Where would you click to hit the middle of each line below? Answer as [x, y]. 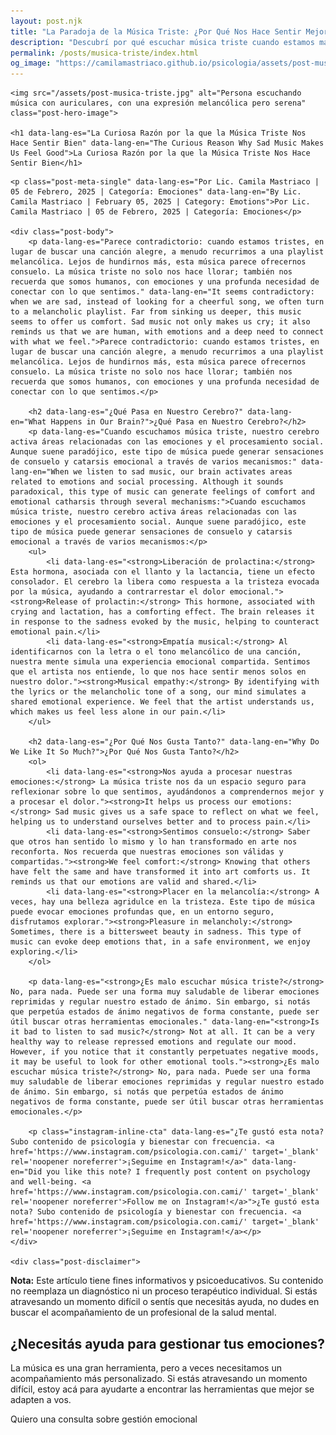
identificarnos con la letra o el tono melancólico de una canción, [156, 652]
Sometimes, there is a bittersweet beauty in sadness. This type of [156, 932]
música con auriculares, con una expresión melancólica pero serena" [158, 103]
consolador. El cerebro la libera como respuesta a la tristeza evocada [165, 582]
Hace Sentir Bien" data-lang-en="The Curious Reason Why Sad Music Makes [167, 143]
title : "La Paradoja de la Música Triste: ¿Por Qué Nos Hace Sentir [156, 31]
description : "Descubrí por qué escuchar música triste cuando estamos [162, 42]
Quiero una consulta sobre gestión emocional [104, 1419]
